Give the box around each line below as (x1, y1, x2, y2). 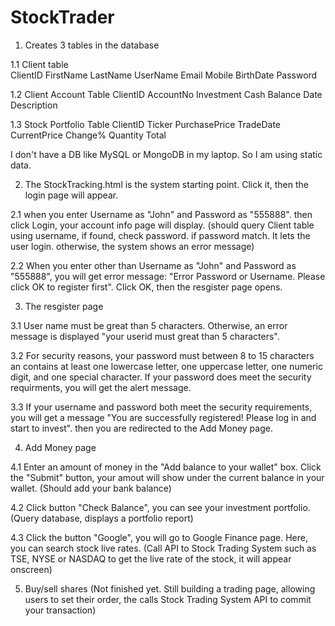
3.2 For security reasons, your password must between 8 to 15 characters (10, 349, 315, 361)
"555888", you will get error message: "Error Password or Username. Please (10, 270, 326, 282)
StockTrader (10, 6, 115, 29)
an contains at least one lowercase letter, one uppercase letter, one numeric (10, 360, 323, 372)
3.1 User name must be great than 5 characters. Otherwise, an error (10, 319, 288, 331)
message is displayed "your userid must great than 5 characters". (10, 330, 280, 342)
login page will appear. (24, 189, 119, 201)
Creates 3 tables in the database (24, 39, 160, 51)
